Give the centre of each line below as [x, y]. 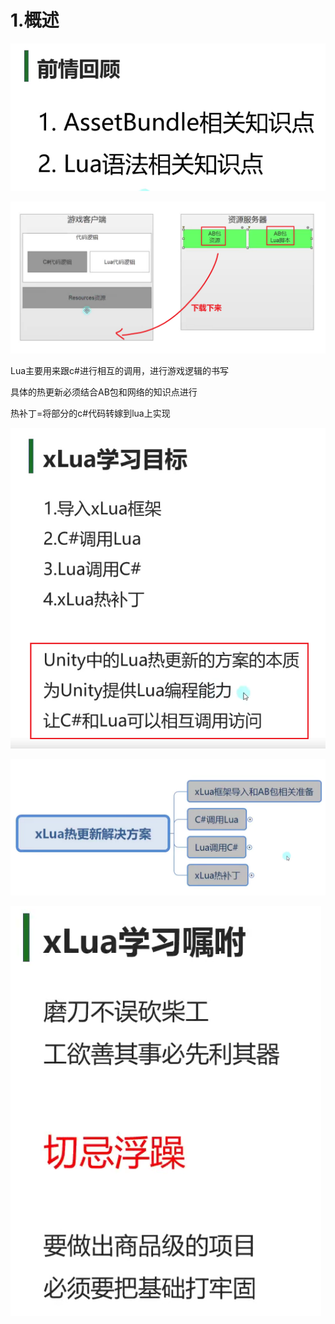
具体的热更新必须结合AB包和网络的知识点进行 [104, 392]
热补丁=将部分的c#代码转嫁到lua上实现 [90, 413]
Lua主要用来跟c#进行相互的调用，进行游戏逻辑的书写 [119, 370]
